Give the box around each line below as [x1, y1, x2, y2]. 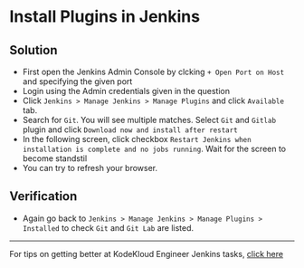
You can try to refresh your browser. [22, 163, 158, 173]
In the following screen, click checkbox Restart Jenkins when [22, 134, 252, 144]
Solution [9, 43, 58, 58]
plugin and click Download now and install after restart [22, 124, 238, 135]
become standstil [22, 153, 88, 164]
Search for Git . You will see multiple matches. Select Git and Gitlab [22, 115, 277, 125]
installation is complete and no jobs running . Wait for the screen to [22, 143, 287, 154]
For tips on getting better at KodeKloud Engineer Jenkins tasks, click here [9, 248, 283, 259]
